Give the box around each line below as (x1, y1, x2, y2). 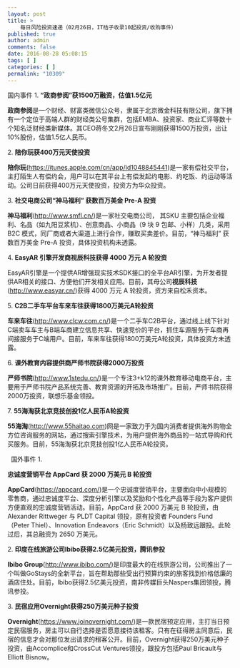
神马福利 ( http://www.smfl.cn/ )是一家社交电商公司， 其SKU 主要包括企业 (7, 211, 219, 220)
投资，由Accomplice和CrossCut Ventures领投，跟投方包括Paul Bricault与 (7, 644, 223, 652)
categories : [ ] (7, 64, 56, 71)
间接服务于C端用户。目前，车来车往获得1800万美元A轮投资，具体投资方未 (7, 334, 225, 343)
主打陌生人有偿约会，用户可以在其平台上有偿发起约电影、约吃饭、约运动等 (7, 172, 226, 181)
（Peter (7, 520, 30, 529)
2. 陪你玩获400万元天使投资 (7, 148, 91, 156)
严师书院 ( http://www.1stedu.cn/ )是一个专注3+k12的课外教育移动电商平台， (7, 373, 226, 382)
